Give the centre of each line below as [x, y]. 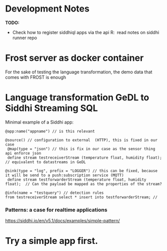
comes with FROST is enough [36, 77]
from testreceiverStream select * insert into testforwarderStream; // [81, 197]
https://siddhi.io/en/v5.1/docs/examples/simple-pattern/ [62, 221]
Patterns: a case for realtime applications [56, 210]
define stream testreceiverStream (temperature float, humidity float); [85, 158]
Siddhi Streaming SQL [52, 108]
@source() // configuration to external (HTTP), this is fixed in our [81, 140]
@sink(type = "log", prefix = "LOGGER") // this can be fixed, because [81, 171]
